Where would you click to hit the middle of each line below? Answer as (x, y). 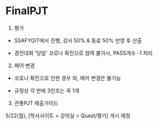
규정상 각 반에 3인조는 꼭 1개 (47, 90)
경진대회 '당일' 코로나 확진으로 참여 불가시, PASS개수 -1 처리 (83, 53)
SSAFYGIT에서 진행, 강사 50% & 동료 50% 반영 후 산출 (78, 40)
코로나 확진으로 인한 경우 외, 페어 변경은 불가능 (68, 78)
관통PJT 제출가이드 (36, 103)
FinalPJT (27, 11)
